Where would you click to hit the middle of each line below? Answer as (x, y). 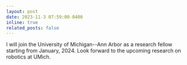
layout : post (22, 11)
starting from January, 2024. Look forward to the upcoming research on (94, 51)
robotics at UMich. (29, 57)
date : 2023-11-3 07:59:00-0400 (45, 17)
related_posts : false (33, 28)
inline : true (22, 22)
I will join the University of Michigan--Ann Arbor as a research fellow (89, 45)
